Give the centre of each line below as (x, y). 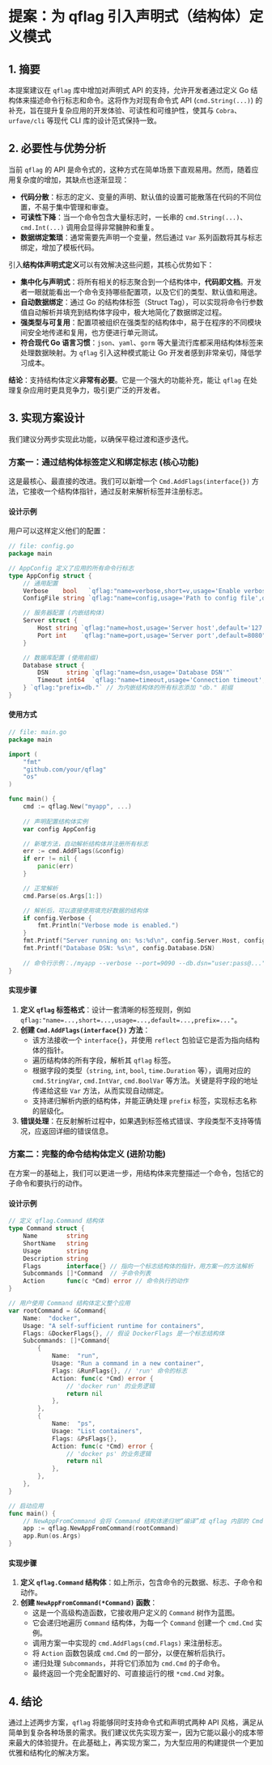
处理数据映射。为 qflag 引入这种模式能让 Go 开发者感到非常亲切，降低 (137, 352)
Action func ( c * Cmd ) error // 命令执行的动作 (106, 1281)
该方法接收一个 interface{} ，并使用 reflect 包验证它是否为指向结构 (146, 1040)
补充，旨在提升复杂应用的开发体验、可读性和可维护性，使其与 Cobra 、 (125, 110)
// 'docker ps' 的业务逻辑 (108, 1453)
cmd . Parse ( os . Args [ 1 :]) (63, 896)
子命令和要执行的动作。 (47, 1183)
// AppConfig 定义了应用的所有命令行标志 (71, 568)
